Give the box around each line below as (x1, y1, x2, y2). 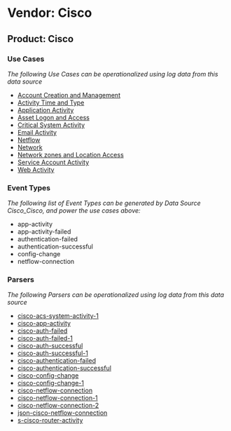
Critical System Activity (17, 121, 85, 129)
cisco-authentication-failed (17, 357, 97, 365)
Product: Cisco (7, 33, 74, 45)
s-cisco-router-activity (17, 416, 83, 425)
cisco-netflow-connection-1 (17, 394, 98, 402)
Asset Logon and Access (17, 113, 90, 121)
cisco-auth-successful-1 (17, 349, 89, 357)
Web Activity (17, 165, 55, 173)
